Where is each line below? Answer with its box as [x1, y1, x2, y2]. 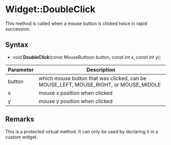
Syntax [5, 41, 28, 49]
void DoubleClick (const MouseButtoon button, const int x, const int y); [12, 54, 161, 60]
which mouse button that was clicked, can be [38, 75, 147, 82]
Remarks [5, 115, 35, 124]
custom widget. [5, 134, 38, 140]
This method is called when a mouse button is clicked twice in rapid [5, 20, 148, 26]
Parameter [8, 66, 34, 73]
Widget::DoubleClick [5, 4, 96, 15]
